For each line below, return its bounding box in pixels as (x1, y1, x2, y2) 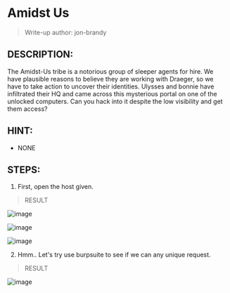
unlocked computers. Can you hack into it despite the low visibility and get (7, 97, 223, 105)
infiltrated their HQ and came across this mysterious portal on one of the (7, 89, 217, 98)
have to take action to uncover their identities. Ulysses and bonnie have (7, 82, 215, 91)
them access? (7, 104, 48, 113)
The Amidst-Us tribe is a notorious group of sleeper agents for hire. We (7, 67, 214, 75)
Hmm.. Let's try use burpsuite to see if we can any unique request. (17, 251, 211, 259)
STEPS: (7, 164, 41, 176)
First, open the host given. (17, 183, 94, 191)
